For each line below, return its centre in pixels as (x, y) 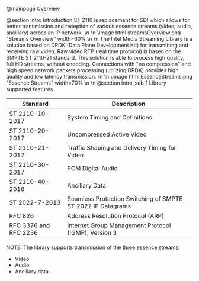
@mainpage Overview (33, 9)
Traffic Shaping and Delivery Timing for (122, 148)
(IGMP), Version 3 (92, 233)
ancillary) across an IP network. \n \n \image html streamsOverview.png (94, 33)
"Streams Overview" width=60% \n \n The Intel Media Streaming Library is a (99, 39)
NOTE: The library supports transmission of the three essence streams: (93, 247)
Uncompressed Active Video (107, 134)
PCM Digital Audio (92, 168)
